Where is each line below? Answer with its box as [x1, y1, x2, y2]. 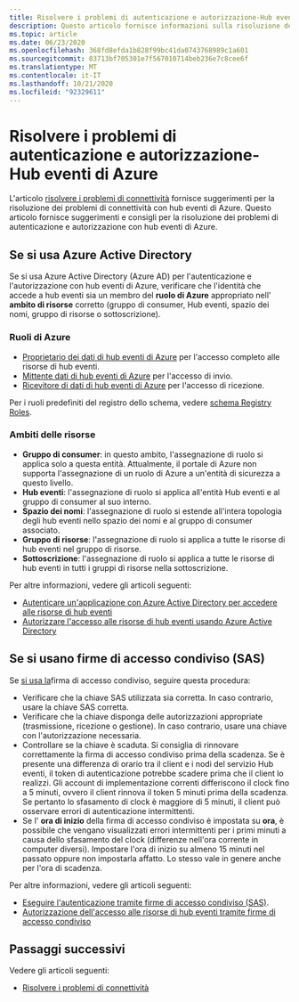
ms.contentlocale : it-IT [9, 71, 101, 80]
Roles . [9, 406, 33, 417]
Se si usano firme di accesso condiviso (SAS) [9, 651, 265, 666]
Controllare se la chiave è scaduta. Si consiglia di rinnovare [21, 739, 239, 750]
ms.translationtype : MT [9, 63, 98, 72]
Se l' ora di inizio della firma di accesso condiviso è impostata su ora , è [21, 815, 285, 826]
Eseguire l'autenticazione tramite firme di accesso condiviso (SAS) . [21, 897, 270, 908]
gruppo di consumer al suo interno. [21, 496, 151, 507]
